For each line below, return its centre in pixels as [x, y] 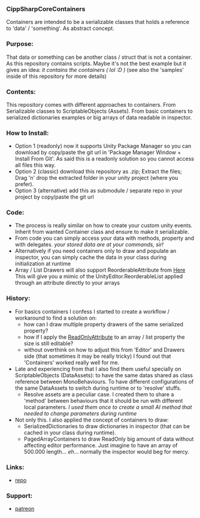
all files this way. [35, 165]
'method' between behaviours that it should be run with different [103, 400]
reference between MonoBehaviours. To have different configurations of [104, 381]
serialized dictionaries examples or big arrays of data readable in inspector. [99, 117]
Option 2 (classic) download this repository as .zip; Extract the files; [99, 171]
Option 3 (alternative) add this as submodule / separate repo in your [99, 191]
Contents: [21, 92]
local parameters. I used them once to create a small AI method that [108, 407]
